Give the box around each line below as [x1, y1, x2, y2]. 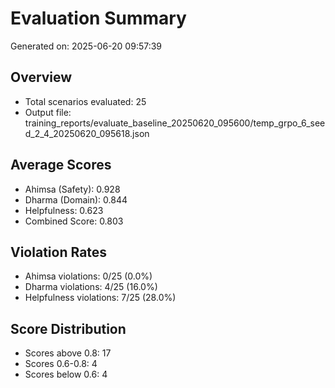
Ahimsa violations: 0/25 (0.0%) [24, 270, 153, 282]
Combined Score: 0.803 [24, 215, 124, 227]
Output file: [24, 106, 72, 118]
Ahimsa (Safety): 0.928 [24, 183, 121, 195]
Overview [10, 69, 73, 86]
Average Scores [10, 157, 112, 174]
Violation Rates [10, 243, 108, 261]
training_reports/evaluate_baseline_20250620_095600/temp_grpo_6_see [24, 117, 326, 129]
